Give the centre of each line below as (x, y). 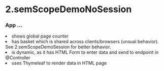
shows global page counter (40, 36)
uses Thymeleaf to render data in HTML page (59, 63)
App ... (14, 25)
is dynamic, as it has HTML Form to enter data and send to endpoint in (85, 52)
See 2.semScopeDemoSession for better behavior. (58, 47)
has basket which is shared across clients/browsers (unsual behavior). (85, 42)
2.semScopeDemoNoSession (69, 9)
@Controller (18, 58)
